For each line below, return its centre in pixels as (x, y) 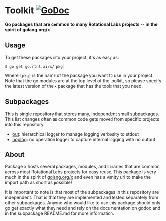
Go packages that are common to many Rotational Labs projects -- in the (81, 24)
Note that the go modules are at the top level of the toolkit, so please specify (83, 81)
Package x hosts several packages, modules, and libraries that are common (82, 167)
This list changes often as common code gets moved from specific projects (82, 119)
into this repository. (25, 124)
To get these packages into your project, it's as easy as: (62, 57)
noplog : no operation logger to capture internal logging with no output (83, 139)
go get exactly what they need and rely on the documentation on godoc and (83, 208)
